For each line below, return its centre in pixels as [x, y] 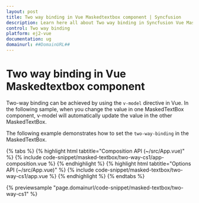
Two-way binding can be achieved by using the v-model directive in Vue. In [97, 103]
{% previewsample [29, 188]
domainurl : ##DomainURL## [38, 45]
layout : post [22, 12]
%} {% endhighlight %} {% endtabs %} [97, 176]
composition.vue [27, 163]
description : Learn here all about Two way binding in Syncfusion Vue [95, 22]
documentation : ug [29, 39]
